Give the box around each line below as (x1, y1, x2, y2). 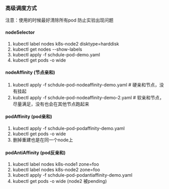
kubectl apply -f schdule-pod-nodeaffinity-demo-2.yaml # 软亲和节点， (12, 94, 164, 100)
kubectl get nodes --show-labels (12, 46, 82, 52)
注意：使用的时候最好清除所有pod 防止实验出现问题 (5, 17, 114, 24)
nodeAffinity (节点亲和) (5, 69, 55, 75)
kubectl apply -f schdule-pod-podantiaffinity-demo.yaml (12, 172, 133, 178)
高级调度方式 (5, 4, 37, 11)
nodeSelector (5, 29, 35, 35)
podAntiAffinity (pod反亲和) (5, 150, 66, 156)
